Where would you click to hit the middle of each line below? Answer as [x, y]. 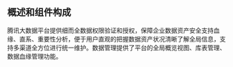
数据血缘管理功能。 [35, 56]
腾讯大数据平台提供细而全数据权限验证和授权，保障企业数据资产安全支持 [110, 30]
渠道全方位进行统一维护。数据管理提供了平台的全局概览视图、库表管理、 [122, 48]
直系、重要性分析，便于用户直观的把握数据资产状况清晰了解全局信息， [119, 39]
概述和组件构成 [39, 12]
